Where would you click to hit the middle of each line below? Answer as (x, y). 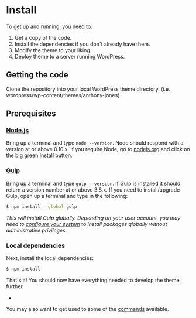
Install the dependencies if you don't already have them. (82, 44)
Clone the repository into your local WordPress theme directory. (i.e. (88, 89)
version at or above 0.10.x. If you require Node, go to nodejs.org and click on (98, 149)
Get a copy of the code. (43, 37)
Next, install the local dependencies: (50, 258)
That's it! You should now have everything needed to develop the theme (93, 280)
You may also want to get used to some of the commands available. (87, 309)
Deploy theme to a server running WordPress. (70, 56)
